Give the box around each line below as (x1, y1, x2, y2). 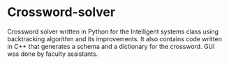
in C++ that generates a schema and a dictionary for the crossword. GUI (7, 42, 215, 50)
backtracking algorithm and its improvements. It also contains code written (7, 34, 222, 43)
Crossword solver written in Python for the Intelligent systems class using (7, 27, 219, 36)
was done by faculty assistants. (7, 50, 98, 58)
